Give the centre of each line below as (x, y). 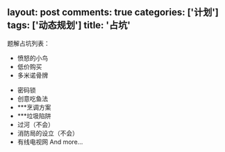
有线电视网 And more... (50, 142)
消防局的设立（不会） (48, 133)
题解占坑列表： (28, 43)
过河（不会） (35, 124)
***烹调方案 (34, 107)
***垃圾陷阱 (34, 115)
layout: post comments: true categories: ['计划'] (113, 12)
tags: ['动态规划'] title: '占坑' (69, 25)
